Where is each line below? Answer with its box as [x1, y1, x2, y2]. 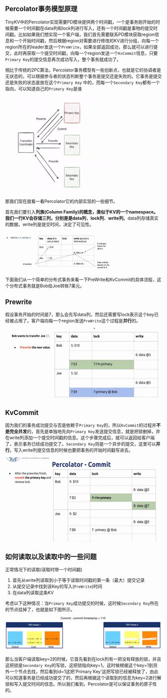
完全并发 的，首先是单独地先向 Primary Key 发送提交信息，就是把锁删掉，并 [9, 428, 161, 434]
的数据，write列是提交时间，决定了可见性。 [5, 221, 94, 227]
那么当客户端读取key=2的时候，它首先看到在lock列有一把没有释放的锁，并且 [5, 656, 162, 662]
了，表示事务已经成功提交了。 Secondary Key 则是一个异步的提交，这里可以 [5, 441, 157, 447]
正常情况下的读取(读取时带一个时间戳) [5, 567, 83, 573]
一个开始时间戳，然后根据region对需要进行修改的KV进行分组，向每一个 [13, 37, 159, 43]
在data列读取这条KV [12, 590, 54, 596]
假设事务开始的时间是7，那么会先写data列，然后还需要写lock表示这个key [5, 311, 155, 318]
